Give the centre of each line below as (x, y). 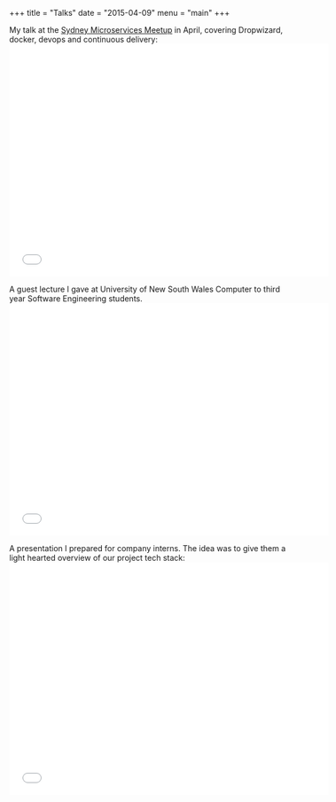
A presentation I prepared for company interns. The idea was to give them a (148, 548)
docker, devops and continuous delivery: (83, 39)
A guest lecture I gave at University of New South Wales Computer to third (145, 289)
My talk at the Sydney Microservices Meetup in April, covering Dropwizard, (146, 30)
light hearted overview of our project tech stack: (98, 558)
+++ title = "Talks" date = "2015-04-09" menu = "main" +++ (120, 13)
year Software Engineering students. (76, 299)
